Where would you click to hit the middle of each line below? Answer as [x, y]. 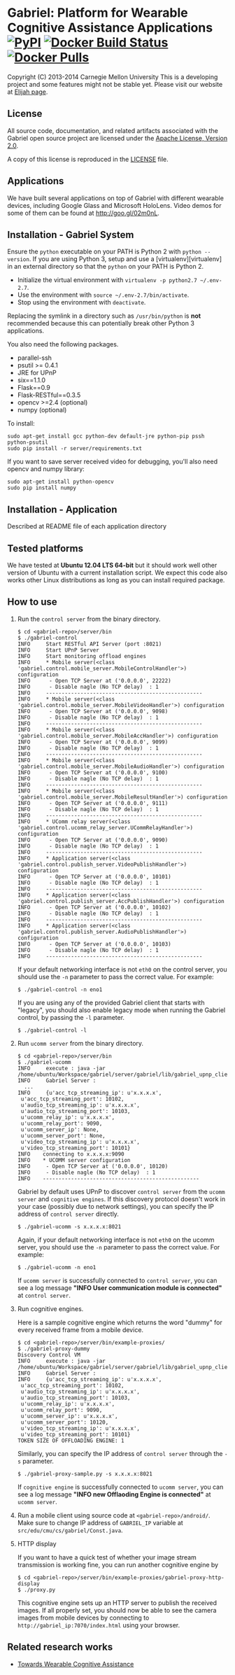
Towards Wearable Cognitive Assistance [76, 1664]
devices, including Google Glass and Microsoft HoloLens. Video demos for [114, 205]
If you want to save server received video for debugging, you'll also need [113, 462]
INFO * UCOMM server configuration [74, 1160]
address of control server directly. [68, 1214]
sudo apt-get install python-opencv [60, 482]
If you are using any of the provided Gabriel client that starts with [111, 1002]
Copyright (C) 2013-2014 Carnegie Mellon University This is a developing [113, 77]
